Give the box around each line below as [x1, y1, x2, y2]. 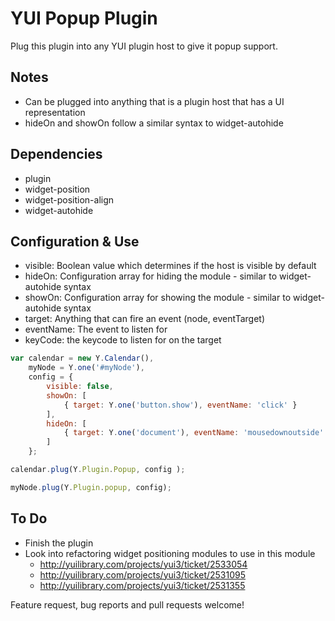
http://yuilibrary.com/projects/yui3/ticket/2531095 [39, 568, 247, 581]
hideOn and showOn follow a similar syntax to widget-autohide [24, 117, 284, 129]
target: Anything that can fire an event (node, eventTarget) [24, 313, 265, 325]
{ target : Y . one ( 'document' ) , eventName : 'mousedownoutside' [63, 428, 325, 438]
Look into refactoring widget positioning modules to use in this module [24, 547, 316, 559]
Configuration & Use [10, 233, 140, 250]
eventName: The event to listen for [24, 323, 168, 336]
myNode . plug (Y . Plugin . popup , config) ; [10, 482, 172, 492]
